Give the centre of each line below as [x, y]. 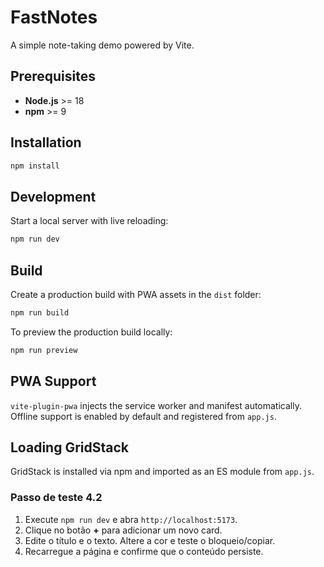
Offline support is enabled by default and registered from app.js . [143, 416]
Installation [46, 142]
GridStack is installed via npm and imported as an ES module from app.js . [162, 472]
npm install [35, 166]
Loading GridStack [69, 447]
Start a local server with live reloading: [89, 221]
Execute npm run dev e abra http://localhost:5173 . [131, 519]
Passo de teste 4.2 [56, 498]
